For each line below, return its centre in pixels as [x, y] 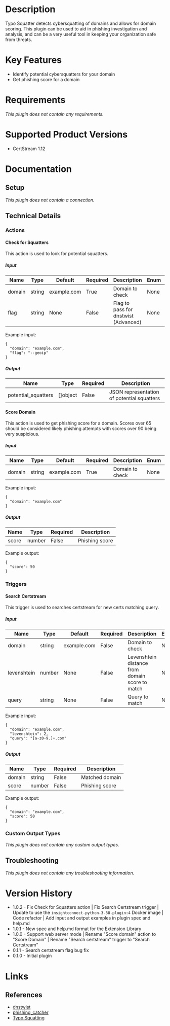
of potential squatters [135, 398]
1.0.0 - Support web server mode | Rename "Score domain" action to [84, 934]
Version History [39, 893]
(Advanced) [127, 322]
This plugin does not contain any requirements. [54, 114]
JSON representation [134, 392]
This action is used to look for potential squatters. [57, 254]
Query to [138, 697]
